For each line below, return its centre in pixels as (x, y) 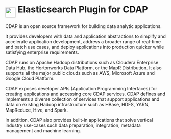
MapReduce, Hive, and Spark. (36, 110)
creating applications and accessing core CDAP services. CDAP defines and (86, 94)
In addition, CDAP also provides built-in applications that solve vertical (79, 120)
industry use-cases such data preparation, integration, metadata (73, 125)
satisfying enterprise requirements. (42, 52)
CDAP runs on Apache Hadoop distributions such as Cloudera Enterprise (82, 62)
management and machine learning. (43, 130)
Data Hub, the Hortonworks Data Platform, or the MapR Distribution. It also (83, 68)
